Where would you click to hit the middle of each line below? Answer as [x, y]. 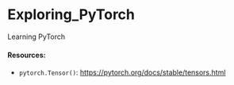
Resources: [27, 55]
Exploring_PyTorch [71, 15]
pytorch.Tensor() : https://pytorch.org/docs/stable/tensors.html [122, 72]
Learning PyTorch [36, 37]
